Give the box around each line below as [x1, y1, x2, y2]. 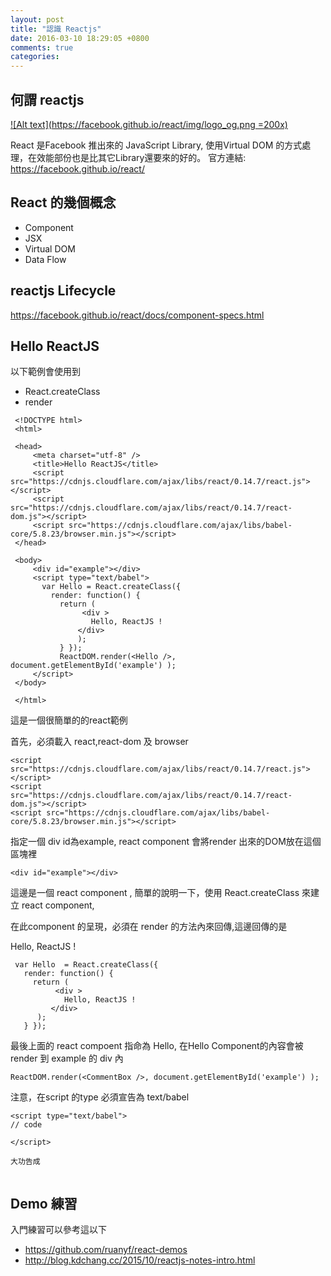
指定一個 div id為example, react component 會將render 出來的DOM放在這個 [10, 836, 322, 848]
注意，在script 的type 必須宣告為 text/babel [10, 1091, 190, 1103]
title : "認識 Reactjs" [10, 24, 102, 34]
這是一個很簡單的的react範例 [10, 714, 128, 726]
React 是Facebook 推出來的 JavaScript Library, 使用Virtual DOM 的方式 [10, 139, 303, 151]
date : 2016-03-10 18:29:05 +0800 [10, 33, 150, 43]
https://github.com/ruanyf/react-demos [24, 1244, 188, 1256]
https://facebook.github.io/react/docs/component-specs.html [10, 309, 265, 321]
